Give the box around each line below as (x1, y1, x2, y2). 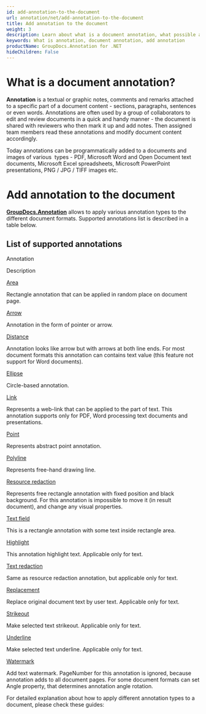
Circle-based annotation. (6, 382, 69, 389)
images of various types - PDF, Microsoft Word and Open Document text (6, 153, 191, 160)
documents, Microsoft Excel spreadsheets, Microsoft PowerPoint (6, 160, 170, 167)
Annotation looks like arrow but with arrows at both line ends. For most (6, 345, 185, 352)
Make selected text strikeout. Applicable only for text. (6, 622, 142, 629)
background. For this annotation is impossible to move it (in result (6, 497, 172, 504)
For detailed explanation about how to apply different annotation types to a (6, 694, 195, 702)
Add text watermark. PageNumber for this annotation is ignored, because (6, 670, 192, 677)
